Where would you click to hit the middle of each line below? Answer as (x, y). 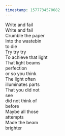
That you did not (22, 89)
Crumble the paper (25, 35)
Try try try (16, 52)
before (12, 106)
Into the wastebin (23, 41)
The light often (21, 79)
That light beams (23, 62)
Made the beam (22, 122)
